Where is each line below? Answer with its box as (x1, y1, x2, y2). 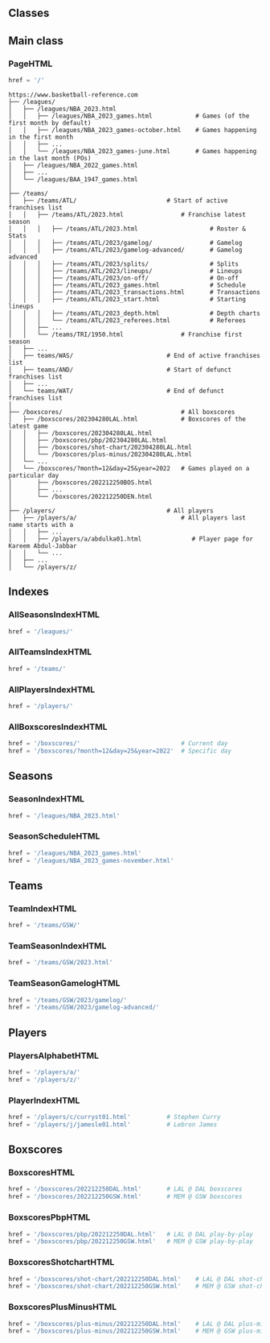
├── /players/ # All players (8, 507, 215, 515)
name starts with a (8, 520, 74, 528)
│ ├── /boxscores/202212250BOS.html (8, 479, 153, 487)
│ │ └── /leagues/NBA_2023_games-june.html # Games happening (8, 147, 257, 155)
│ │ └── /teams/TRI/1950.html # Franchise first (8, 330, 243, 338)
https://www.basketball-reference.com (8, 90, 138, 99)
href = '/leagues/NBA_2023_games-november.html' (8, 856, 174, 864)
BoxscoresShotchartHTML (8, 1257, 115, 1268)
